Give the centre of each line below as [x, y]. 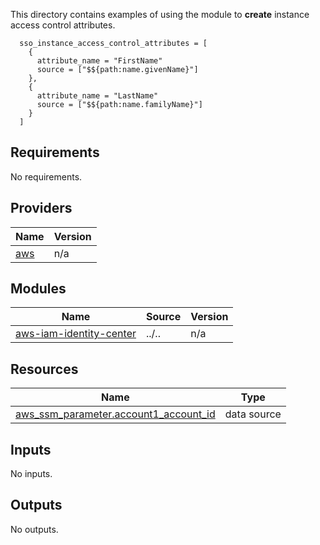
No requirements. [46, 176]
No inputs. [31, 474]
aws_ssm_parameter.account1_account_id [115, 414]
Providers [41, 208]
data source [253, 414]
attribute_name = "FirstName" [99, 61]
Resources [44, 369]
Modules [38, 289]
